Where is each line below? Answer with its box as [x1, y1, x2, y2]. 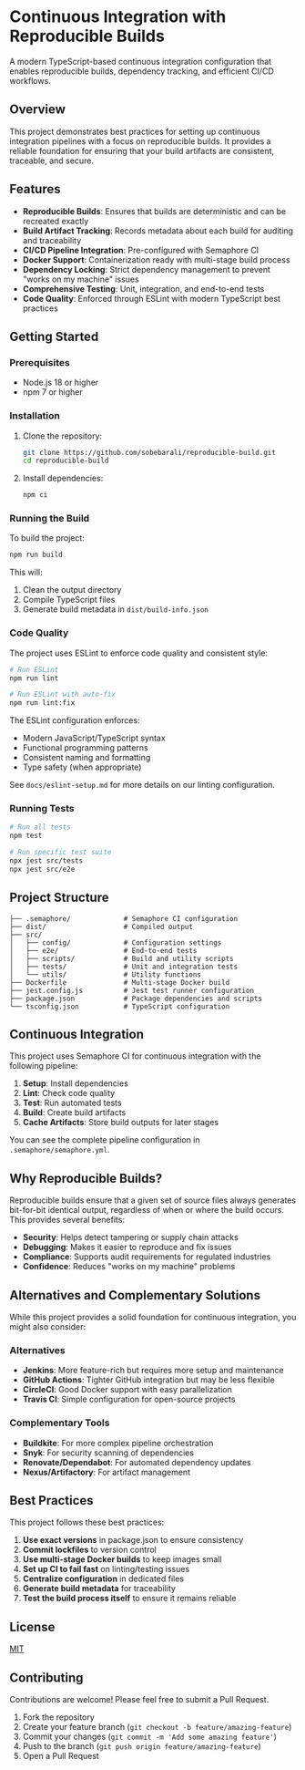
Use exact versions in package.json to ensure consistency [22, 1535, 244, 1546]
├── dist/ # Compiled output [9, 922, 194, 931]
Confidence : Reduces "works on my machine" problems [22, 1261, 236, 1272]
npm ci [22, 491, 48, 500]
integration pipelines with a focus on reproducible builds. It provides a [9, 135, 271, 147]
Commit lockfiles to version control [22, 1544, 157, 1556]
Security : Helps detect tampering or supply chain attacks [22, 1232, 239, 1243]
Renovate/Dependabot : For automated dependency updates [22, 1456, 252, 1467]
